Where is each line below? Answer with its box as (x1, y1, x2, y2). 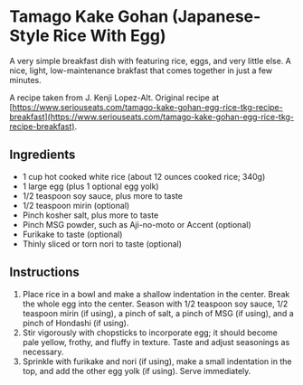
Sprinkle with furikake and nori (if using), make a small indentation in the (22, 355, 292, 367)
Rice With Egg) (52, 25, 166, 46)
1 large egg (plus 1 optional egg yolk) (22, 181, 160, 192)
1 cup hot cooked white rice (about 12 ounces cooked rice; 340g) (22, 171, 266, 182)
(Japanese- (171, 6, 261, 27)
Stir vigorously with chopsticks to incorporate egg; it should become (22, 327, 278, 338)
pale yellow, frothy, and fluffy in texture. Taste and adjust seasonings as (22, 336, 290, 347)
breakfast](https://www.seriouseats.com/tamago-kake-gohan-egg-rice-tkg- (9, 111, 295, 122)
